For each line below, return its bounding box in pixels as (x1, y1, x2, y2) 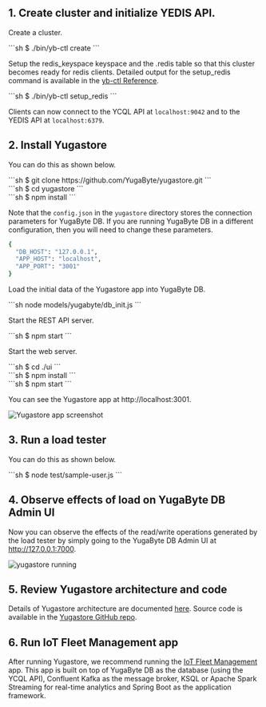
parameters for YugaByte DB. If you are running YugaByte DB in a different (8, 216, 254, 226)
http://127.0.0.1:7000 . (8, 544, 77, 553)
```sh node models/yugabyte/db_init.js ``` (8, 300, 142, 309)
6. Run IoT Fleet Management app (8, 636, 178, 649)
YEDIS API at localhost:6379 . (8, 115, 105, 125)
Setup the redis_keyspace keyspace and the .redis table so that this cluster (8, 58, 256, 68)
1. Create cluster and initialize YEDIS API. (8, 6, 216, 20)
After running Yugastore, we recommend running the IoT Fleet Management (8, 657, 258, 667)
